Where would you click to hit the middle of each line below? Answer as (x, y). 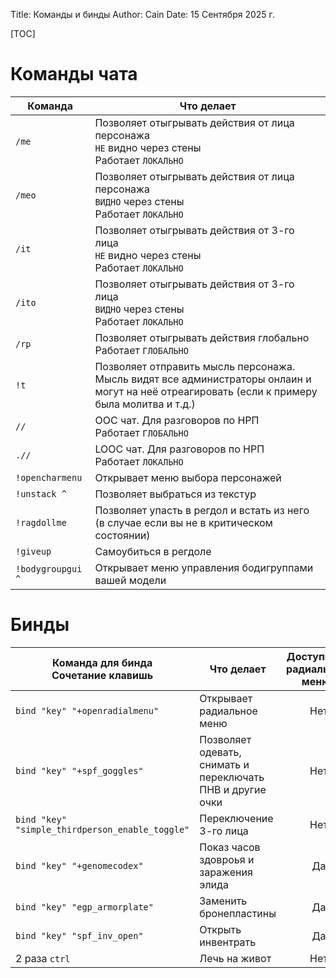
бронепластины (238, 913)
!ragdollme (41, 522)
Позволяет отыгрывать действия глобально (202, 337)
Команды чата (74, 74)
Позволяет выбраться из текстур (175, 494)
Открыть (220, 929)
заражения (226, 872)
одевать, (220, 752)
